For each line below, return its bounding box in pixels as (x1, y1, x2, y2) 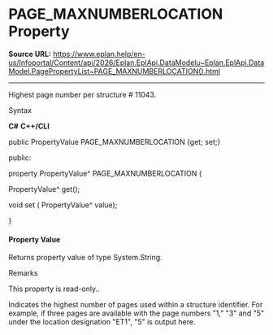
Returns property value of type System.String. (8, 253, 162, 263)
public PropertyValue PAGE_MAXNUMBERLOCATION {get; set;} (8, 137, 221, 146)
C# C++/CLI (8, 121, 50, 131)
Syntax (8, 105, 32, 115)
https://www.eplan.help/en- (52, 49, 146, 59)
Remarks (8, 268, 38, 278)
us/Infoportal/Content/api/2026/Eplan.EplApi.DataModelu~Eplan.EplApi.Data (8, 58, 265, 67)
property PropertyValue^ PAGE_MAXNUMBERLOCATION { (8, 168, 202, 178)
